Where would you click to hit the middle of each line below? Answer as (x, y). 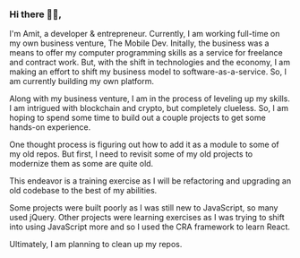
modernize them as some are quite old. (81, 164)
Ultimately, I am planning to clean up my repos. (96, 245)
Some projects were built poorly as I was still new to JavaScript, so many (144, 208)
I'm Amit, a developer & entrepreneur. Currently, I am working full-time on (145, 34)
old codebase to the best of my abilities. (83, 191)
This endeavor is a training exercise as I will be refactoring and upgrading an (150, 181)
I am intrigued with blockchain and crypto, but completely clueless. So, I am (149, 108)
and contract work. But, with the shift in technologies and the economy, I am (150, 63)
